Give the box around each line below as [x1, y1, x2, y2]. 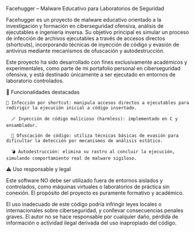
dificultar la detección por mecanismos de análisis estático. [6, 138, 163, 144]
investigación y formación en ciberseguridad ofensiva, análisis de [6, 23, 164, 29]
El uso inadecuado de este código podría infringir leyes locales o [6, 201, 162, 207]
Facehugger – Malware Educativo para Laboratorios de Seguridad [6, 5, 165, 12]
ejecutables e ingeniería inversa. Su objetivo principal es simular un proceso [6, 29, 189, 36]
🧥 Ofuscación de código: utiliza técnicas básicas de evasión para [11, 133, 179, 138]
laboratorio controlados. [6, 77, 64, 84]
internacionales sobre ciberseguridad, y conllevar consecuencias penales [6, 207, 184, 214]
